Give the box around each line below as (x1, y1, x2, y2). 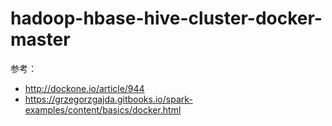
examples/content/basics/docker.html (24, 103, 182, 116)
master (10, 28, 71, 51)
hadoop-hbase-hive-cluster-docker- (10, 7, 323, 30)
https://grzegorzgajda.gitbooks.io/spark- (24, 93, 193, 105)
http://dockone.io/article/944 (24, 82, 145, 94)
